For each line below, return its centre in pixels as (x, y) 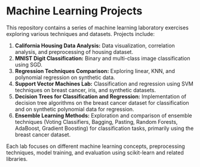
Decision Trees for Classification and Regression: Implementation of (101, 96)
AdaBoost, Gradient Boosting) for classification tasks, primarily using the (104, 128)
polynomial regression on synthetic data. (65, 77)
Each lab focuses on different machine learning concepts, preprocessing (96, 146)
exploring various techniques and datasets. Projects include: (81, 34)
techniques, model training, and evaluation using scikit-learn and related (95, 152)
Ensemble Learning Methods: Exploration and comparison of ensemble (103, 116)
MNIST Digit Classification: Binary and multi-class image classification (102, 58)
